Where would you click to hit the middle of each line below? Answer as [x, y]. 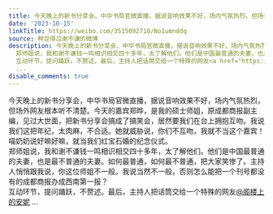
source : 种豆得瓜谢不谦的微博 [54, 39]
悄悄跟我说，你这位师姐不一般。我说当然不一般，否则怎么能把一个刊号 [132, 171]
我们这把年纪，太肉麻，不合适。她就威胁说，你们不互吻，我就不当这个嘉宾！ [136, 131]
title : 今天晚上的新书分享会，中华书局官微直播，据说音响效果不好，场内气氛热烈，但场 [136, 16]
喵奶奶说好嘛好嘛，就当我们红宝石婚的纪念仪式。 [90, 141]
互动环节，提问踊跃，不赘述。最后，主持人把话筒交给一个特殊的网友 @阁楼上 [136, 191]
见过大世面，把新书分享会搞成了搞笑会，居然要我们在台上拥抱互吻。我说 [143, 120]
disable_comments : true [49, 76]
